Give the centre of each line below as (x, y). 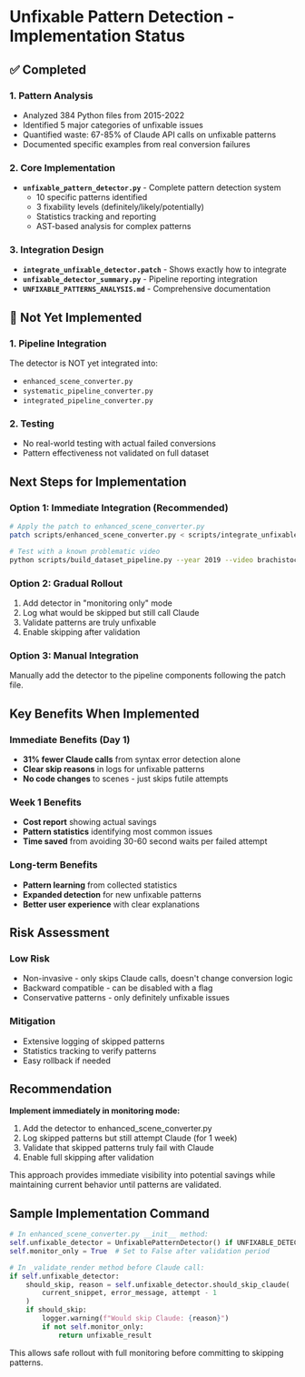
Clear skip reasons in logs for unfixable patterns (113, 769)
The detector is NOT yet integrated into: (84, 363)
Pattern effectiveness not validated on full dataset (116, 453)
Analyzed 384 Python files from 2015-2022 (103, 115)
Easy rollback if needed (67, 1060)
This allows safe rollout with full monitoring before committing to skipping (147, 1352)
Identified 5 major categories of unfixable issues (113, 125)
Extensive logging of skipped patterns (93, 1041)
